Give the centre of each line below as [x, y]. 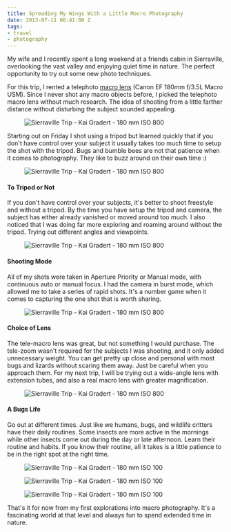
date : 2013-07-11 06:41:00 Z [49, 20]
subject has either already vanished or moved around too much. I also [106, 217]
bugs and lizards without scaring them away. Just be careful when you [108, 365]
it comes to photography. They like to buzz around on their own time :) [107, 158]
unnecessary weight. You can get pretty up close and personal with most [111, 358]
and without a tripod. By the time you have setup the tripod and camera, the [115, 210]
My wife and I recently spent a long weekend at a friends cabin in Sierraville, [115, 59]
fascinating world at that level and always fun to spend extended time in [109, 515]
